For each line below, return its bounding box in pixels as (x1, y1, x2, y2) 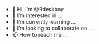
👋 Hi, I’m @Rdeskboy (11, 6, 64, 12)
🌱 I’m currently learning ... (11, 18, 76, 25)
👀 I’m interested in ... (11, 12, 63, 19)
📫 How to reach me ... (11, 32, 68, 38)
